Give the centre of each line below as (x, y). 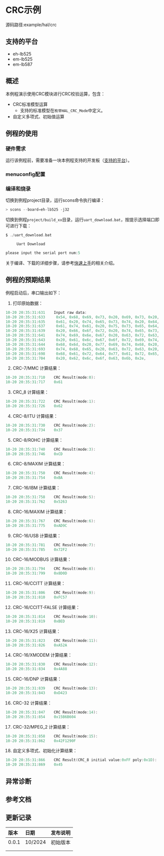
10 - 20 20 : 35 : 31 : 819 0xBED (35, 621)
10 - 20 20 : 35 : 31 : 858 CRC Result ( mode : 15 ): (52, 736)
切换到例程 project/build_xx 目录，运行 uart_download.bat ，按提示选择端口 (81, 220)
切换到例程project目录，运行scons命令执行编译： (55, 200)
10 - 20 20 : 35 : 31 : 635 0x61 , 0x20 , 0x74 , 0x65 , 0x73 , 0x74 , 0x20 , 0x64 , (82, 322)
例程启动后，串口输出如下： (34, 293)
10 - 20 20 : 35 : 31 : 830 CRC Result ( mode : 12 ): (52, 665)
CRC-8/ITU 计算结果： (35, 416)
